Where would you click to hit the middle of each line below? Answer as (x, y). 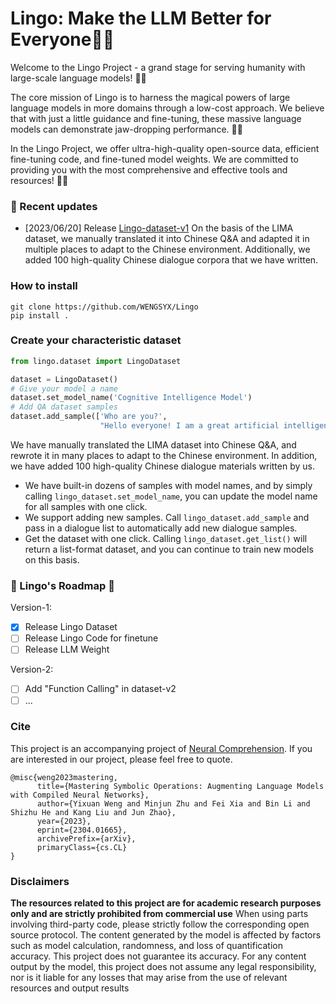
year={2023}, (64, 821)
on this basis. (52, 559)
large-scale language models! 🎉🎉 (78, 78)
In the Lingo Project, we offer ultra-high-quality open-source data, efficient (165, 148)
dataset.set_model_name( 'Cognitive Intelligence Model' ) (131, 398)
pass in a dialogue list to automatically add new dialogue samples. (161, 528)
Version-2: (32, 669)
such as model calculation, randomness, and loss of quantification (146, 946)
